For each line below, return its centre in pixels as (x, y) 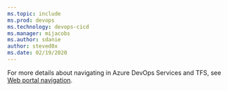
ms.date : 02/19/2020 (38, 53)
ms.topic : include (34, 14)
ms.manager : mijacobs (39, 33)
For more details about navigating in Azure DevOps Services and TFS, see (114, 72)
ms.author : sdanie (34, 40)
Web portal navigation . (40, 80)
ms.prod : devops (31, 20)
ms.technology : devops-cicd (48, 27)
